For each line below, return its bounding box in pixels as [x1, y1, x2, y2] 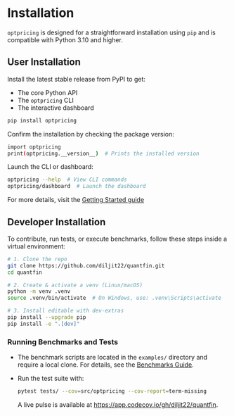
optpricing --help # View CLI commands [7, 176, 128, 184]
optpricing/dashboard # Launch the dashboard [7, 183, 146, 190]
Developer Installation [7, 216, 106, 228]
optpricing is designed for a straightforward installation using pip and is [7, 28, 216, 37]
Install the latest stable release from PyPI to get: [7, 75, 146, 83]
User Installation [7, 56, 81, 68]
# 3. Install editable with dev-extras [7, 308, 124, 315]
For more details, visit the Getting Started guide [7, 196, 145, 204]
